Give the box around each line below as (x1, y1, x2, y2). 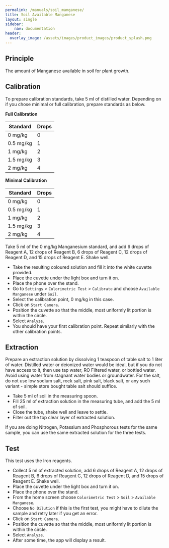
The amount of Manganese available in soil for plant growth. (5, 68, 130, 74)
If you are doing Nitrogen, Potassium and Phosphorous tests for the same (5, 424, 157, 430)
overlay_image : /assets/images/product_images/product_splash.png (10, 36, 152, 41)
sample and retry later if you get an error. (12, 511, 98, 517)
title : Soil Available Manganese (5, 12, 75, 17)
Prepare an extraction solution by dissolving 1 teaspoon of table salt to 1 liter (5, 357, 163, 363)
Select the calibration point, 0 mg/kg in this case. (12, 296, 114, 302)
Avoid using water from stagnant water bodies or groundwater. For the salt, (5, 372, 161, 379)
